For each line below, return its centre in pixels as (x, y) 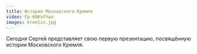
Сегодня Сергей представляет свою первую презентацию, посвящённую (98, 39)
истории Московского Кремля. (45, 45)
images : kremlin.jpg (31, 22)
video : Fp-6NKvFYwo (30, 17)
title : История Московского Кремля (50, 11)
